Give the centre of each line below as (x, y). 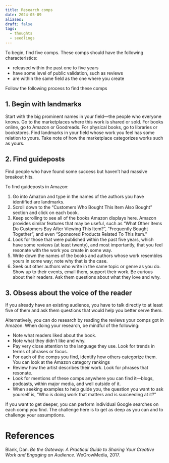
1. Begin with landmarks (43, 104)
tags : (11, 29)
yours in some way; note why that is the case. (60, 261)
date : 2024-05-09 (23, 15)
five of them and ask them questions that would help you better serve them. (84, 310)
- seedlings (22, 38)
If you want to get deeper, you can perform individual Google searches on (82, 404)
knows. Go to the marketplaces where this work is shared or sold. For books (84, 121)
